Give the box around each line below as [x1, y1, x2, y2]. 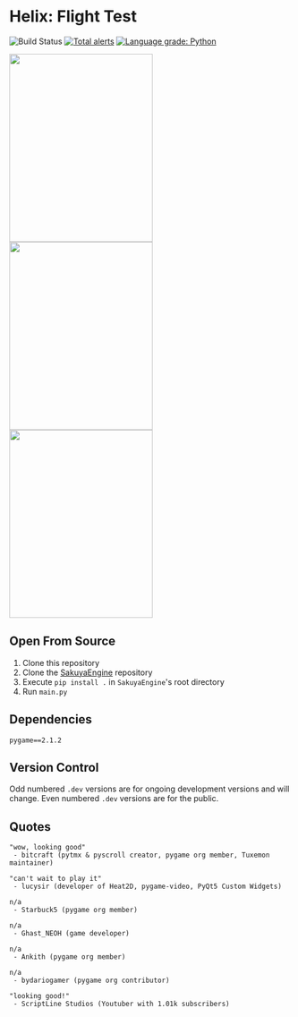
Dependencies [9, 712, 92, 727]
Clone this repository [21, 657, 100, 668]
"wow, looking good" [9, 843, 87, 852]
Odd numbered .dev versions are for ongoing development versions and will [9, 783, 290, 794]
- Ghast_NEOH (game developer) [13, 929, 130, 938]
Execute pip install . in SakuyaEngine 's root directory [21, 676, 226, 687]
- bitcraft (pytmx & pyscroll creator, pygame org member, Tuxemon [13, 850, 270, 860]
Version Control [9, 759, 99, 775]
